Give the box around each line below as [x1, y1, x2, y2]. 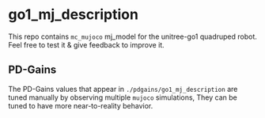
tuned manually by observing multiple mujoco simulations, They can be [8, 93, 237, 102]
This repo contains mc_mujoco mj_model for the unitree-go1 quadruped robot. [8, 32, 257, 41]
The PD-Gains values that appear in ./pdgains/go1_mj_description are [8, 84, 238, 93]
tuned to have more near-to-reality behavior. [8, 101, 153, 110]
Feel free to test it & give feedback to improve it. [8, 40, 165, 49]
